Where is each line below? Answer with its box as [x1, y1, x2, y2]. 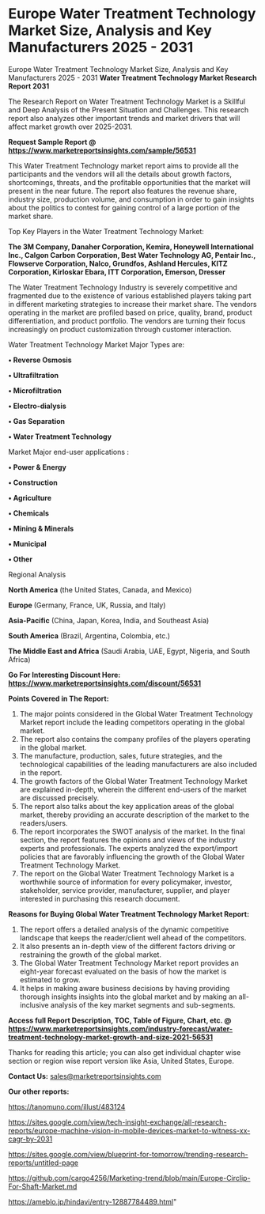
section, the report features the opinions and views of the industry [19, 835, 236, 845]
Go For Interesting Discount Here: [8, 670, 121, 679]
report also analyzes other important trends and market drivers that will [8, 113, 240, 123]
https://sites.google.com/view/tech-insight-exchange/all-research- [8, 1117, 227, 1127]
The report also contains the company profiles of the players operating [19, 734, 251, 743]
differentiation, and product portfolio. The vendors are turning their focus [8, 316, 246, 325]
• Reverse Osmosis [8, 355, 73, 365]
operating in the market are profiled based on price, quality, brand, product [8, 308, 253, 317]
